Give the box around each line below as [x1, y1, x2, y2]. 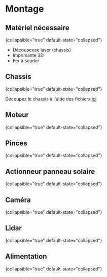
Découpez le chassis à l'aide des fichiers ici [5, 95, 97, 102]
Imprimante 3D [12, 52, 44, 58]
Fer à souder [12, 58, 40, 64]
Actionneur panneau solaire [5, 167, 95, 176]
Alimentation [5, 252, 47, 261]
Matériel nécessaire [5, 23, 69, 32]
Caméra [5, 195, 31, 204]
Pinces [5, 139, 27, 148]
